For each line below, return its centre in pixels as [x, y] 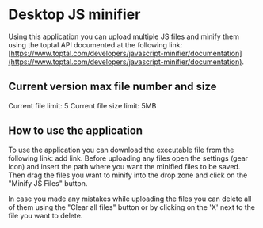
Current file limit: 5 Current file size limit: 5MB [82, 105]
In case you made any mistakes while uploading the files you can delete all [130, 199]
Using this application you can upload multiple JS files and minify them [124, 36]
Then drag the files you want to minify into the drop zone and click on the [128, 175]
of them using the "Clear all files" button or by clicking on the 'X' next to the [132, 207]
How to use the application [76, 131]
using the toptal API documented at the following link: [95, 44]
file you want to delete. [46, 215]
